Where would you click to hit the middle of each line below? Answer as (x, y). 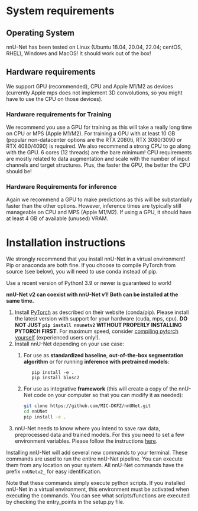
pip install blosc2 (56, 378)
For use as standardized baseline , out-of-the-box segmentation (103, 356)
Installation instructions (66, 242)
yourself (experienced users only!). (57, 338)
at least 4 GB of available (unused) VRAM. (57, 218)
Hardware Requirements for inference (61, 187)
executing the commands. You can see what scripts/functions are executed (98, 495)
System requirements (60, 11)
